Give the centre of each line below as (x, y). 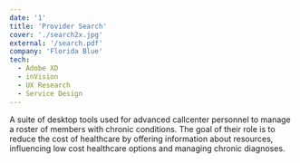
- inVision (38, 77)
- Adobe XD (38, 69)
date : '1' (28, 18)
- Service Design (50, 93)
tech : (19, 60)
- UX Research (44, 85)
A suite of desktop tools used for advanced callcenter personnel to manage (150, 120)
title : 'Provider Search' (58, 26)
